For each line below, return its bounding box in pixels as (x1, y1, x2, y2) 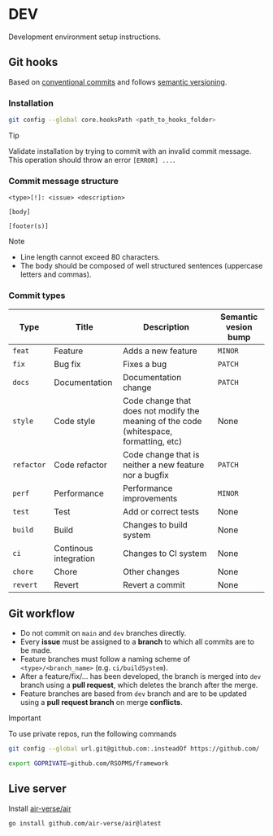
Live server (8, 782, 67, 796)
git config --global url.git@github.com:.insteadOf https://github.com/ (8, 745, 260, 753)
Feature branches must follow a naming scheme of (19, 654, 191, 664)
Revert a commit (123, 579, 185, 590)
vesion (226, 321, 253, 332)
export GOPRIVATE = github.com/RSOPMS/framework (8, 759, 169, 768)
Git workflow (8, 606, 76, 620)
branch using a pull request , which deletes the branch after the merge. (19, 681, 258, 690)
